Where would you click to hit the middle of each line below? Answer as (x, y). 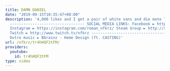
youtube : (19, 51)
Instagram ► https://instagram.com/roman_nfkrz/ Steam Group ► (78, 28)
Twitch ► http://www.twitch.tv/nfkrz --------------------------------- (88, 33)
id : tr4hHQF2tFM (32, 56)
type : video (18, 61)
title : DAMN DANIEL (26, 10)
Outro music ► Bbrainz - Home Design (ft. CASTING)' (67, 38)
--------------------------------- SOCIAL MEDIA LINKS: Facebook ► (82, 24)
